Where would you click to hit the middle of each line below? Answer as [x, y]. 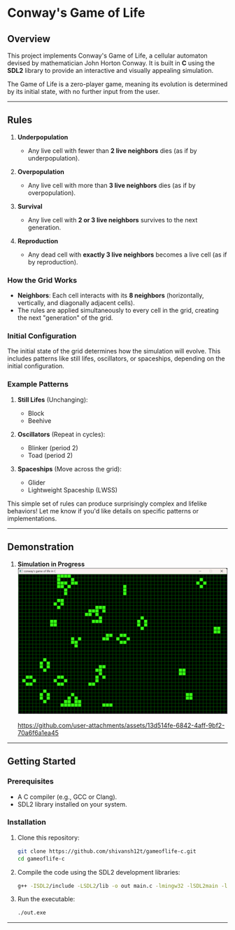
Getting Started [42, 761]
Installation [27, 822]
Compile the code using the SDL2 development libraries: [99, 872]
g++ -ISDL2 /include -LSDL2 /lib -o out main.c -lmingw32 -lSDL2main [118, 886]
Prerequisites [30, 781]
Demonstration [41, 547]
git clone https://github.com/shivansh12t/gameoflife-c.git [107, 851]
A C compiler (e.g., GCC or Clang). [67, 797]
